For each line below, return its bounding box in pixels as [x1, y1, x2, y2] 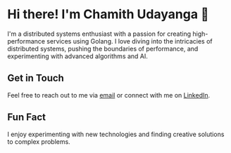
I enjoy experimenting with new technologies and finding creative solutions [7, 130, 225, 138]
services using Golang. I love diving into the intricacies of [46, 36, 213, 45]
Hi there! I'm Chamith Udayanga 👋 [7, 6, 209, 22]
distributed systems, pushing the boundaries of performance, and [7, 44, 199, 53]
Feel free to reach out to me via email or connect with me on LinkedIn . [7, 91, 211, 99]
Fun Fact [7, 112, 46, 124]
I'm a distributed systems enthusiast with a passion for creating [7, 29, 192, 38]
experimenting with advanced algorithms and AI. [7, 52, 148, 60]
